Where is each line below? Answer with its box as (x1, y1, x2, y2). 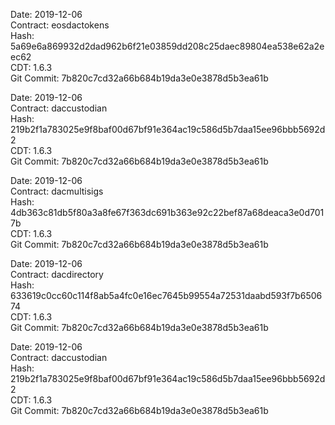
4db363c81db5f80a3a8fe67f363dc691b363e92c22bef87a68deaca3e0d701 (10, 207, 325, 218)
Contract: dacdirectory (10, 269, 104, 280)
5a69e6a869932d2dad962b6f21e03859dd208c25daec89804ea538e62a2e (10, 40, 325, 52)
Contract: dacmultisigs (10, 185, 104, 197)
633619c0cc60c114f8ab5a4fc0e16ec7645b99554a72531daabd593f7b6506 (10, 290, 323, 301)
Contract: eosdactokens (10, 19, 110, 31)
